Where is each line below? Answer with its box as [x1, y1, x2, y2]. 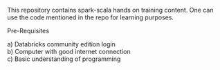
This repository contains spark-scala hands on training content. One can [7, 6, 214, 14]
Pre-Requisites [7, 27, 50, 35]
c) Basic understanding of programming [7, 55, 121, 63]
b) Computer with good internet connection [7, 48, 131, 55]
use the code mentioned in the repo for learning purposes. [7, 13, 174, 21]
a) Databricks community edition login [7, 40, 116, 48]
